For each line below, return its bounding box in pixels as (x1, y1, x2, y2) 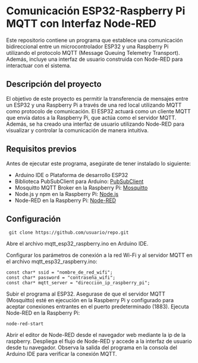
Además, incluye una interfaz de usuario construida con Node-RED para (6, 55, 183, 63)
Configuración (6, 213, 61, 224)
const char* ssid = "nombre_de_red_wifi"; (6, 269, 113, 275)
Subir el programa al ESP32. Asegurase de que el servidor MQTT (6, 290, 165, 297)
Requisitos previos (6, 144, 77, 154)
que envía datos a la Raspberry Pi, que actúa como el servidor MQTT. (6, 114, 177, 121)
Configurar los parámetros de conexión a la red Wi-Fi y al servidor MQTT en (6, 252, 193, 259)
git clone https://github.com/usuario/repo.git (8, 229, 129, 236)
